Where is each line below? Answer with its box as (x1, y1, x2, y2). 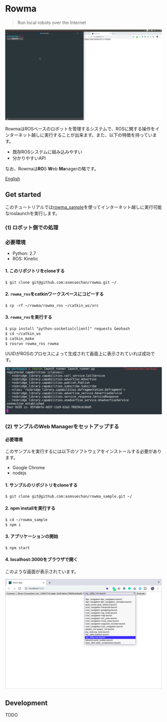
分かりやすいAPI (12, 155, 46, 161)
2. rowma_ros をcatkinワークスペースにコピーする (5, 291, 104, 297)
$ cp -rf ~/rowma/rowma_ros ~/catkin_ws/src (5, 303, 99, 308)
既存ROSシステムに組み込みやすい (12, 149, 83, 155)
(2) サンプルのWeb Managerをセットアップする (5, 423, 119, 430)
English (5, 176, 20, 182)
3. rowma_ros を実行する (5, 314, 52, 320)
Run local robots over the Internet (17, 19, 86, 25)
